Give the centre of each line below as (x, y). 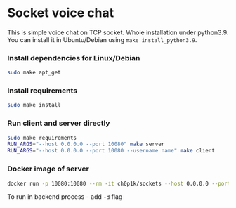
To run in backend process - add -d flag (65, 197)
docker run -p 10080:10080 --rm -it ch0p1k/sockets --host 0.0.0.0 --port (119, 183)
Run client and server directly (59, 123)
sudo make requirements (42, 138)
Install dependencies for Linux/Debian (74, 58)
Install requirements (42, 91)
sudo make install (34, 105)
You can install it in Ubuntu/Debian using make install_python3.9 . (102, 39)
